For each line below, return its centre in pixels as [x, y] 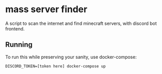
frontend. [15, 28]
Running [19, 45]
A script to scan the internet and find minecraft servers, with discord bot [81, 23]
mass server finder [46, 9]
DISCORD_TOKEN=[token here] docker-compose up [56, 66]
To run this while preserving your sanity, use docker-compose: [71, 57]
